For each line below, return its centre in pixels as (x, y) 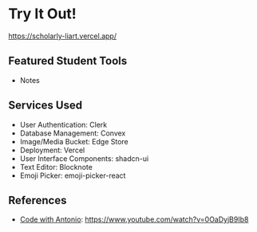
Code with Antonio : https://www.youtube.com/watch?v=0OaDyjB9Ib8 (134, 219)
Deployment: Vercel (52, 150)
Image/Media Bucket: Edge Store (74, 141)
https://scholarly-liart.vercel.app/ (63, 36)
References (38, 200)
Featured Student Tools (68, 61)
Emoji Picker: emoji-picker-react (73, 175)
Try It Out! (43, 14)
